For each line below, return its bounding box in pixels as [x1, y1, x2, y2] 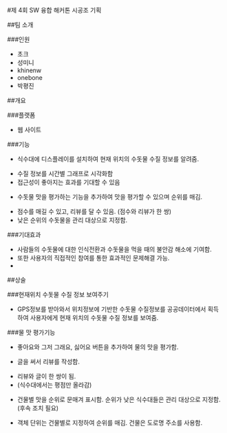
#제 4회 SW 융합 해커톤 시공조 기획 [7, 6, 102, 14]
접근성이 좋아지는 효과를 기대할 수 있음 [17, 178, 120, 186]
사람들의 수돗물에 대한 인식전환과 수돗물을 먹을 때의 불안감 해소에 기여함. [17, 245, 212, 253]
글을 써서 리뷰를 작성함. [17, 357, 80, 366]
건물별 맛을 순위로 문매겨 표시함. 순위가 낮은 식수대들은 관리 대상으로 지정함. [17, 395, 221, 403]
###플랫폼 [7, 111, 36, 119]
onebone [17, 74, 43, 81]
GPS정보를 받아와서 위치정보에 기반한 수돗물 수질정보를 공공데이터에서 [17, 305, 206, 313]
